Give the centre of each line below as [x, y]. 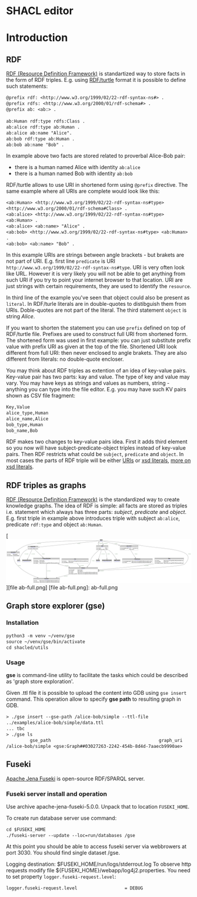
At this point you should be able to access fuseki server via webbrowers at [96, 846]
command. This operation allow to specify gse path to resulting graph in [94, 699]
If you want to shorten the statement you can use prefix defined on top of [96, 328]
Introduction [37, 38]
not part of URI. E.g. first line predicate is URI [61, 261]
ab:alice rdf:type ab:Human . [43, 127]
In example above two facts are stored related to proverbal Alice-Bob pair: [96, 156]
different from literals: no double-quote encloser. [65, 359]
